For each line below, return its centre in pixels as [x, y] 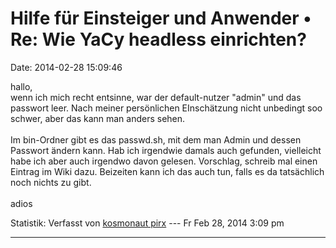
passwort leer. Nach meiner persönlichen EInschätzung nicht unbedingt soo [166, 108]
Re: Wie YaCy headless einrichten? [158, 39]
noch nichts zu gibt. [51, 182]
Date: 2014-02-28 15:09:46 [66, 67]
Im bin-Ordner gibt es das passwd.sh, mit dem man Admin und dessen [156, 139]
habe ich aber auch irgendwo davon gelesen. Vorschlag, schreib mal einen [164, 161]
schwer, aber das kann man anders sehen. [98, 118]
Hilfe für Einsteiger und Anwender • [161, 18]
